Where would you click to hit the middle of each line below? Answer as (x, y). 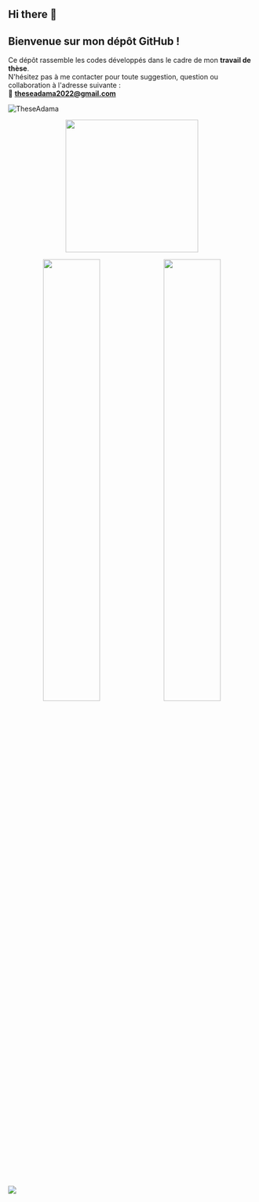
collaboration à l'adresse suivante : (65, 85)
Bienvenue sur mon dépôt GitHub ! (94, 41)
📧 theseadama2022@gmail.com (62, 94)
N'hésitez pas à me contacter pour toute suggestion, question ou (113, 77)
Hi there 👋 (33, 15)
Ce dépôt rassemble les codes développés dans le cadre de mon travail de (129, 61)
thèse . (19, 68)
